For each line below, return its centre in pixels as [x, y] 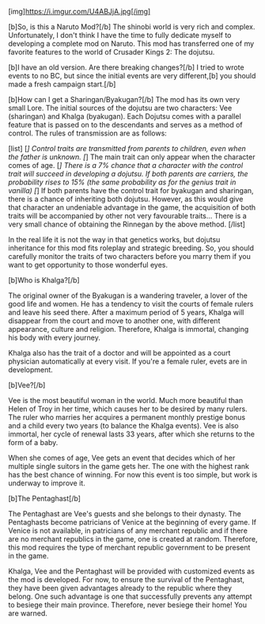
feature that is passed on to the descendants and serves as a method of [125, 125]
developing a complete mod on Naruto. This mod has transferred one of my [131, 44]
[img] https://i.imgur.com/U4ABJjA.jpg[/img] [79, 11]
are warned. [28, 613]
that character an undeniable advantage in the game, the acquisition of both [132, 207]
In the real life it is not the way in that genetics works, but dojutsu [114, 240]
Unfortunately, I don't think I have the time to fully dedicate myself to [120, 35]
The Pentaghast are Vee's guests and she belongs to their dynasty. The [125, 514]
